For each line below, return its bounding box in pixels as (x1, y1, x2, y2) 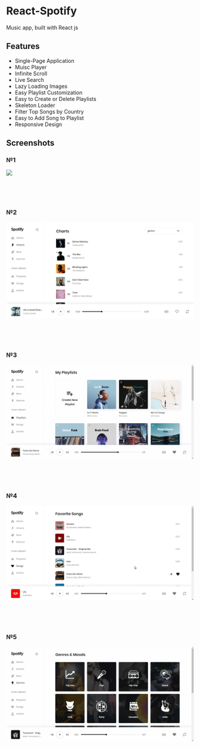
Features (6, 41, 40, 51)
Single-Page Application (14, 57, 74, 64)
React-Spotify (6, 4, 77, 18)
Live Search (14, 76, 45, 83)
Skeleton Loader (14, 102, 55, 109)
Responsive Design (14, 121, 62, 128)
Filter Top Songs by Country (14, 108, 85, 115)
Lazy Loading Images (14, 82, 68, 90)
